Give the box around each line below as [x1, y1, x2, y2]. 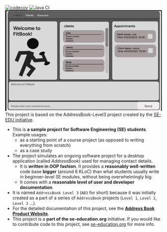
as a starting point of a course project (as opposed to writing [19, 137, 144, 143]
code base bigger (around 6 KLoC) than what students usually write [19, 169, 160, 174]
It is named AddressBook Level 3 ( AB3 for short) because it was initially [12, 189, 156, 195]
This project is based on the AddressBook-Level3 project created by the [5, 112, 153, 117]
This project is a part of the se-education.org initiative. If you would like [12, 216, 161, 222]
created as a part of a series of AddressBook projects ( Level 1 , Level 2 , [12, 195, 157, 201]
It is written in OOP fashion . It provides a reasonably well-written [19, 163, 156, 169]
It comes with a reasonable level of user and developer [19, 179, 135, 185]
